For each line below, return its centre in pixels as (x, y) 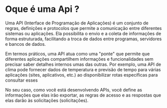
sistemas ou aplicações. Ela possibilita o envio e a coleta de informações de (83, 33)
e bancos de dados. (26, 44)
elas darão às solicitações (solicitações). (47, 100)
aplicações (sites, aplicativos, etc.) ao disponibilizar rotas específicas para (82, 75)
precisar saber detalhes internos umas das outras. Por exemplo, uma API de (83, 64)
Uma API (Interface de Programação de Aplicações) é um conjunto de (77, 23)
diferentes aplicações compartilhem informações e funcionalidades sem (79, 59)
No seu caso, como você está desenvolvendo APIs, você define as (74, 90)
